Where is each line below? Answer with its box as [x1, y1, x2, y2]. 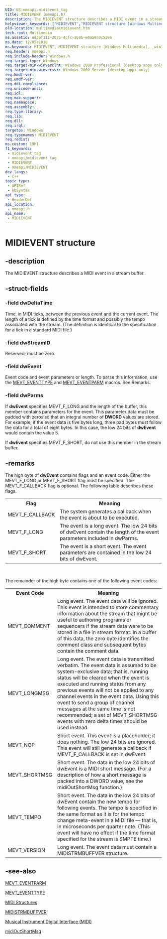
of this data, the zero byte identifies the [57, 635, 149, 642]
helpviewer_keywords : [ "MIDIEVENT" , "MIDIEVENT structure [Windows [5, 21, 146, 26]
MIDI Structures [5, 900, 37, 906]
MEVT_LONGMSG [7, 690, 50, 697]
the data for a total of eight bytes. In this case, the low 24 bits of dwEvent [5, 424, 156, 430]
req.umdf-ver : [5, 77, 35, 82]
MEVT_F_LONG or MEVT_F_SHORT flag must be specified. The [5, 478, 134, 484]
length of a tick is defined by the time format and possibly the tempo [5, 316, 146, 322]
